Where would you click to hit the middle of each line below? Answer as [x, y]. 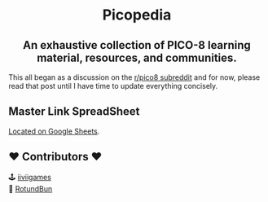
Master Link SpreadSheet [74, 112]
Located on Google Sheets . [54, 131]
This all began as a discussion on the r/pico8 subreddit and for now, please [134, 77]
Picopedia [137, 15]
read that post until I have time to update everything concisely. [113, 86]
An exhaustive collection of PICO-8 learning [137, 45]
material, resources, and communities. [137, 57]
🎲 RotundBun [31, 188]
